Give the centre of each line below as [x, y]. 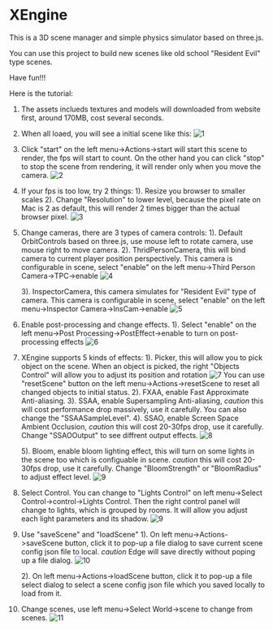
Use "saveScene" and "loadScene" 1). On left [97, 534]
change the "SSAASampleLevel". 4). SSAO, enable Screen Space [130, 418]
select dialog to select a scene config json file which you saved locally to [143, 584]
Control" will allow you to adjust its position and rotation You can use [143, 375]
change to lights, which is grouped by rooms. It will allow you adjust [134, 510]
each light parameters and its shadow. [85, 519]
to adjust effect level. [56, 476]
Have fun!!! [28, 77]
